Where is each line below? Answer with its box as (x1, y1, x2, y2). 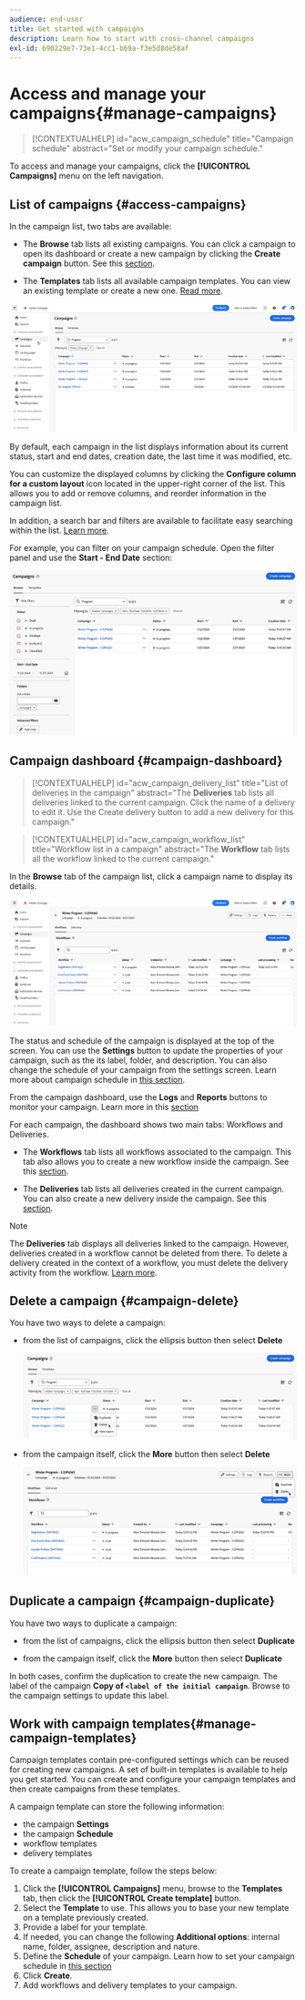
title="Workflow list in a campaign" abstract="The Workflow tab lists (31, 843, 290, 854)
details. (9, 880, 37, 892)
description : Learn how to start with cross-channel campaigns (9, 34, 255, 43)
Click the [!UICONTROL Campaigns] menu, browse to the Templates (22, 1883, 283, 1894)
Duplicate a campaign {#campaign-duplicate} (9, 1594, 276, 1609)
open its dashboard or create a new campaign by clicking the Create (22, 249, 281, 259)
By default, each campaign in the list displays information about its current (9, 441, 289, 452)
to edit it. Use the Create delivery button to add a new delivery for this (31, 806, 294, 817)
